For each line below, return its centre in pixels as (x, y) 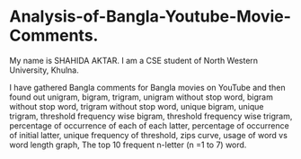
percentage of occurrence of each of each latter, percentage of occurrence (149, 125)
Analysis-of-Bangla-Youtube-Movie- (150, 17)
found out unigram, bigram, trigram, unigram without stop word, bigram (142, 97)
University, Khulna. (44, 70)
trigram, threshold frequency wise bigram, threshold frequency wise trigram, (151, 116)
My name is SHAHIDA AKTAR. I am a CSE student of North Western (134, 60)
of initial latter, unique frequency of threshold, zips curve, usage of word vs (148, 135)
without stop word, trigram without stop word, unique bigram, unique (137, 106)
